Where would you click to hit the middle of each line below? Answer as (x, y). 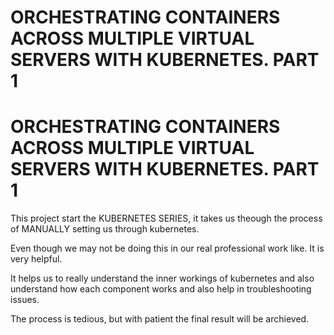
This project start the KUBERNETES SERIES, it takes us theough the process (166, 218)
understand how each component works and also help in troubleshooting (161, 289)
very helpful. (36, 259)
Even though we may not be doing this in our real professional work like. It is (167, 248)
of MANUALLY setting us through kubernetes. (105, 229)
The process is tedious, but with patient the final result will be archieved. (160, 319)
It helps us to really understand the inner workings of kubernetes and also (162, 278)
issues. (25, 300)
